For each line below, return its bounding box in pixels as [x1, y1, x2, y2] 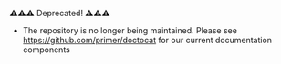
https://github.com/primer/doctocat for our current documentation [22, 35, 272, 45]
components [22, 44, 70, 55]
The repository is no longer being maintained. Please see [22, 25, 237, 35]
